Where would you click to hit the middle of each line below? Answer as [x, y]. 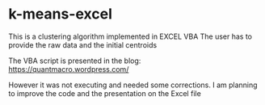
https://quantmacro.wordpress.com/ [69, 69]
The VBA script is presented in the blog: [75, 61]
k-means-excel [61, 14]
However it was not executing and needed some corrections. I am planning [133, 85]
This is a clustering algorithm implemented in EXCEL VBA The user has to [130, 36]
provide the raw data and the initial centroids [83, 44]
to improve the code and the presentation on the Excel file [105, 93]
